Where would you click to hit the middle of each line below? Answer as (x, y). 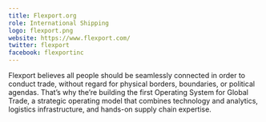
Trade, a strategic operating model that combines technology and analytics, (133, 101)
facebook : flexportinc (46, 53)
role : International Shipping (59, 23)
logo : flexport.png (41, 30)
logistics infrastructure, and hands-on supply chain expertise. (110, 109)
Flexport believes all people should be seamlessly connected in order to (127, 75)
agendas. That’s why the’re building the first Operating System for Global (128, 92)
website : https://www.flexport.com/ (69, 38)
